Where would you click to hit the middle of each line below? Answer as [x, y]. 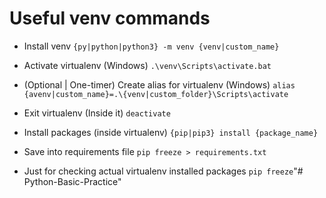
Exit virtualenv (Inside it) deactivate [97, 113]
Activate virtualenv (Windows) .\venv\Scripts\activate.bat [147, 65]
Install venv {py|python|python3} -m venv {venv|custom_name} [151, 46]
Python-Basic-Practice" [72, 181]
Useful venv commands [110, 18]
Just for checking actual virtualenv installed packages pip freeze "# [163, 171]
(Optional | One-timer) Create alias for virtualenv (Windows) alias [159, 84]
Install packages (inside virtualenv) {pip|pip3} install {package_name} [171, 132]
